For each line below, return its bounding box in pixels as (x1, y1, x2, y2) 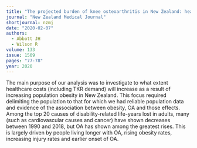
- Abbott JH (11, 36, 41, 42)
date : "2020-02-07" (6, 25, 54, 31)
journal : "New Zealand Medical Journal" (6, 14, 107, 20)
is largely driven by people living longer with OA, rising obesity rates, (6, 129, 172, 136)
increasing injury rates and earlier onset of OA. (6, 136, 119, 143)
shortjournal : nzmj (6, 19, 54, 25)
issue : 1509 (6, 52, 35, 58)
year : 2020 (6, 63, 33, 69)
